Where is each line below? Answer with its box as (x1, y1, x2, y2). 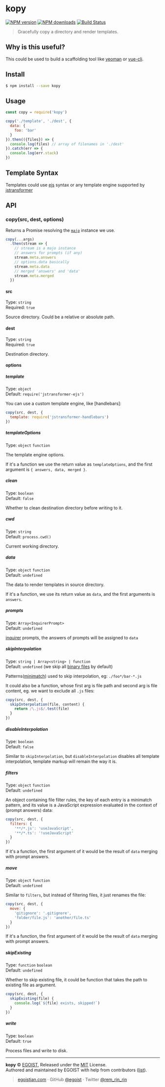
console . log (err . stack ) (10, 151, 58, 156)
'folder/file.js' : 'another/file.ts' (14, 915, 92, 920)
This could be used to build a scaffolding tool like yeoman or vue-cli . (5, 56, 144, 62)
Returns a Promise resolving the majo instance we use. (5, 227, 116, 233)
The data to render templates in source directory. (5, 582, 105, 587)
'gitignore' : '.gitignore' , (14, 911, 71, 916)
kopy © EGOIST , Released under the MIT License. (5, 1061, 107, 1067)
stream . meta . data (14, 264, 50, 269)
